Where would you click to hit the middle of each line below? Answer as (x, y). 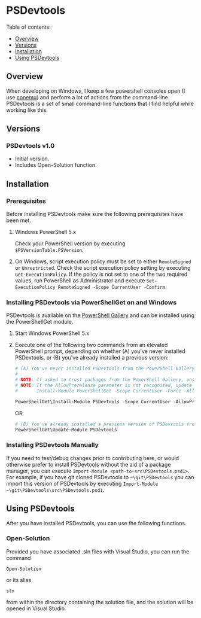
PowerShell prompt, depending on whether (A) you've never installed (100, 351)
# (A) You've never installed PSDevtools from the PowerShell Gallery (105, 369)
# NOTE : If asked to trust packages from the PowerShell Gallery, (99, 380)
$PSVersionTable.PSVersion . (49, 250)
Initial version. (32, 159)
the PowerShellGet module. (40, 322)
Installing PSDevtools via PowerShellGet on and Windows (92, 303)
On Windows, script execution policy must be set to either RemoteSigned (103, 261)
